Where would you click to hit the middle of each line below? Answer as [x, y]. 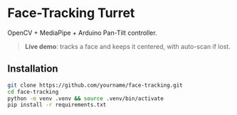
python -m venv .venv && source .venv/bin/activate [85, 98]
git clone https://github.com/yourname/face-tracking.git [95, 85]
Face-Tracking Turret [71, 13]
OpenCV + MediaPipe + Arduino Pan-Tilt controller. [83, 33]
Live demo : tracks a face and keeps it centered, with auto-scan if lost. [128, 46]
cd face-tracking [33, 92]
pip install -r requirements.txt [57, 105]
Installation [33, 69]
